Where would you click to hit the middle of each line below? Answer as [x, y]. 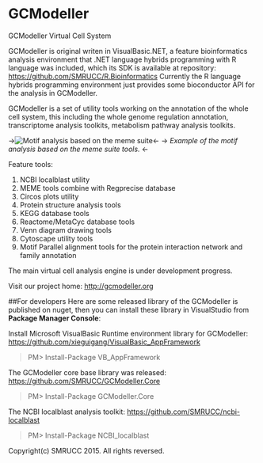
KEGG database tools [54, 213]
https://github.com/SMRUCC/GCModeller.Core [84, 381]
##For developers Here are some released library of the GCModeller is [123, 301]
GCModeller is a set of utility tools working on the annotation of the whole [128, 108]
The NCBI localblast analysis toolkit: [67, 412]
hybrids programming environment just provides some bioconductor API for [131, 85]
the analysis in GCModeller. [53, 93]
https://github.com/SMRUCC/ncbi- [183, 412]
